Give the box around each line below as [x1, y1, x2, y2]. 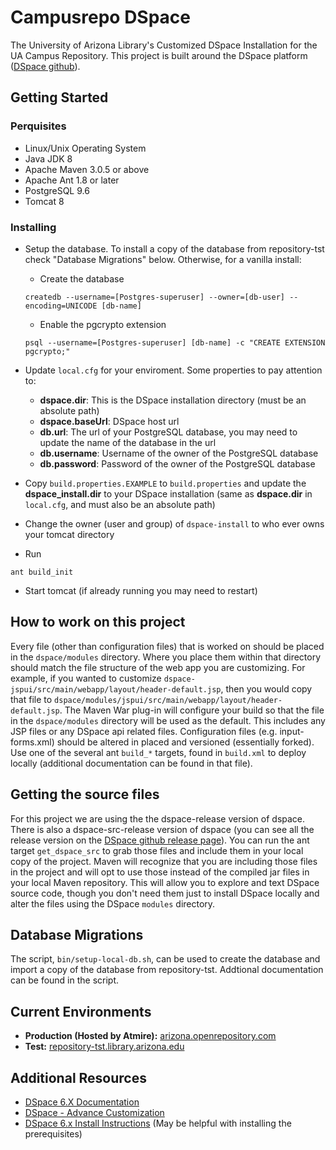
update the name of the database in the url [39, 436, 217, 448]
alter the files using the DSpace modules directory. [10, 897, 216, 910]
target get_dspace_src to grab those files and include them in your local [10, 844, 304, 856]
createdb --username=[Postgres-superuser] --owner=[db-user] [24, 292, 286, 302]
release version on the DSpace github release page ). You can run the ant [10, 834, 310, 846]
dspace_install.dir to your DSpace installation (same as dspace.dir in [24, 487, 313, 500]
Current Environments [10, 1003, 152, 1020]
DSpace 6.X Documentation [24, 1096, 140, 1108]
